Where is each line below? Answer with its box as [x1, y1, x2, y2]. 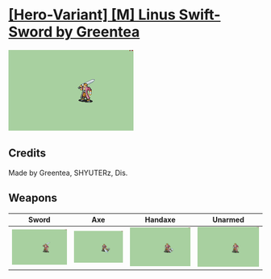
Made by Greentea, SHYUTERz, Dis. [8, 168, 128, 177]
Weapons [8, 191, 58, 205]
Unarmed [212, 215, 244, 225]
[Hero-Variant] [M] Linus [8, 6, 176, 24]
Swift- [178, 6, 221, 24]
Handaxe [144, 215, 176, 225]
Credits [8, 147, 47, 160]
